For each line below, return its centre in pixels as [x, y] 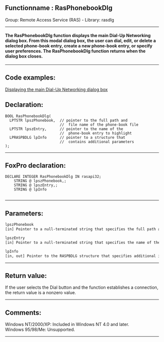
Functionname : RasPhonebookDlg [59, 8]
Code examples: [30, 78]
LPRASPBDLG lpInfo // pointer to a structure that [67, 137]
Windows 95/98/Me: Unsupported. [40, 330]
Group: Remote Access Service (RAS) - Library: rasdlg [60, 20]
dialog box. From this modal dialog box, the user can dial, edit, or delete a [81, 41]
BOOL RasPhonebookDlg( [28, 116]
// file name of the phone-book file [99, 125]
